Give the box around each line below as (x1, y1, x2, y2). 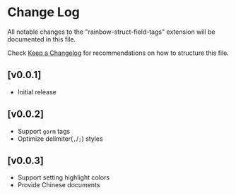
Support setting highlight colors (17, 173, 110, 182)
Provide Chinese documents (17, 181, 100, 189)
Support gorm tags (17, 127, 71, 135)
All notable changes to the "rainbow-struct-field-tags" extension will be (7, 27, 216, 36)
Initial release (17, 87, 57, 96)
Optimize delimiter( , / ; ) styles (17, 134, 104, 143)
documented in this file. (7, 34, 76, 43)
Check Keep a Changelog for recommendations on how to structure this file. (7, 49, 230, 57)
